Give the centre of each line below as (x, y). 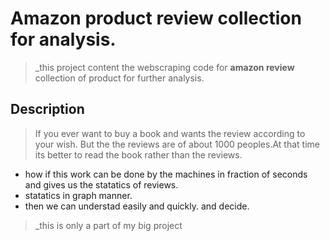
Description (47, 109)
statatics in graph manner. (78, 195)
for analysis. (63, 39)
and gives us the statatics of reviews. (101, 184)
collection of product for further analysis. (119, 78)
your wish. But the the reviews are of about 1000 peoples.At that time (177, 144)
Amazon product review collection (156, 18)
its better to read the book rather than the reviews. (138, 154)
